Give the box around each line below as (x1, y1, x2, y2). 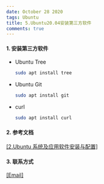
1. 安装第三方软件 (6, 44, 49, 52)
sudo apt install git (14, 92, 69, 99)
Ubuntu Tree (14, 58, 46, 66)
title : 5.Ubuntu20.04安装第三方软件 (6, 20, 92, 26)
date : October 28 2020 (6, 8, 63, 15)
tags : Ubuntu (6, 14, 39, 20)
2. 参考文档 (6, 128, 34, 135)
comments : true (6, 25, 44, 32)
